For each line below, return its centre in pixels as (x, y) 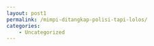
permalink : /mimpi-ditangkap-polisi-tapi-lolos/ (77, 20)
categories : (23, 26)
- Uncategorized (42, 32)
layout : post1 (27, 13)
